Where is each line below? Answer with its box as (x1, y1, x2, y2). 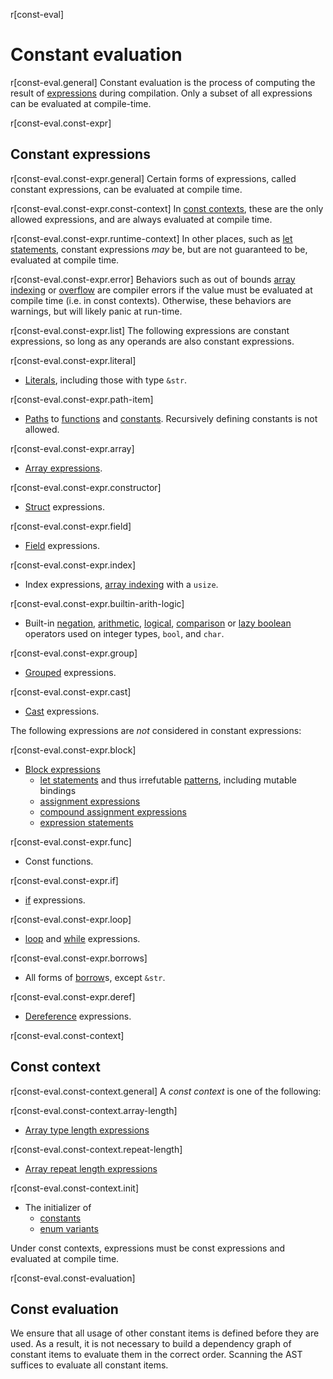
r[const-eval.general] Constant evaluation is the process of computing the (10, 76, 316, 88)
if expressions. (24, 894, 86, 906)
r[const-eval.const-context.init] (10, 1182, 140, 1194)
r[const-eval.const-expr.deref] (10, 990, 136, 1003)
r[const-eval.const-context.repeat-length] (10, 1143, 183, 1155)
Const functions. (24, 855, 94, 867)
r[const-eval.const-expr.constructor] (10, 481, 162, 493)
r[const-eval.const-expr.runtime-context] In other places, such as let (10, 232, 293, 244)
